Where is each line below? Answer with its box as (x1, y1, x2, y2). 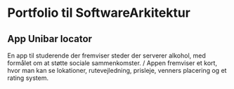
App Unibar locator (7, 33, 93, 45)
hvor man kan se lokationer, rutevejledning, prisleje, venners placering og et (7, 67, 227, 74)
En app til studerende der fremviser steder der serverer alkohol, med (7, 51, 206, 60)
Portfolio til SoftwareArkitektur (7, 5, 191, 21)
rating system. (7, 74, 49, 82)
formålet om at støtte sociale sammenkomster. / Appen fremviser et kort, (7, 59, 218, 67)
